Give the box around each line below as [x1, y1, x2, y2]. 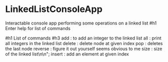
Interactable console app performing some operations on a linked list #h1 [5, 20, 157, 26]
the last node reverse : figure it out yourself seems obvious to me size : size [5, 45, 162, 51]
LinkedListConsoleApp [5, 3, 102, 15]
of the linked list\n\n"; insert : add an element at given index [5, 51, 129, 57]
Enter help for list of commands [5, 25, 71, 31]
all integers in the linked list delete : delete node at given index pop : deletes [5, 40, 163, 46]
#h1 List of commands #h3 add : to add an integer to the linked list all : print [5, 35, 161, 41]
